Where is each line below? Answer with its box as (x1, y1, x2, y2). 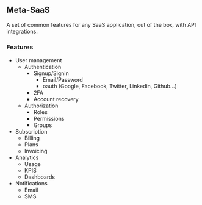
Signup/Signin (33, 70, 69, 77)
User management (15, 57, 62, 64)
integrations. (6, 27, 38, 35)
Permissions (33, 115, 65, 123)
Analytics (15, 154, 39, 161)
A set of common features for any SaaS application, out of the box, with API (6, 21, 197, 28)
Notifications (15, 180, 48, 187)
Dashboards (24, 173, 56, 181)
